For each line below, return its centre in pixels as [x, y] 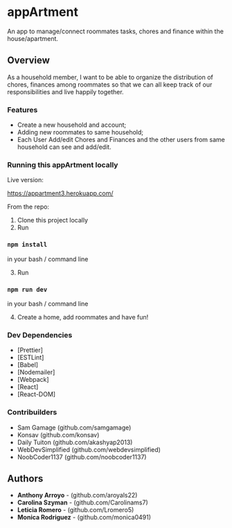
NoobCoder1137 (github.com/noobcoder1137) [82, 457]
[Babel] [28, 365]
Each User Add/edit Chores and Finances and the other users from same [121, 140]
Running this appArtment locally [63, 165]
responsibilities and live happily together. [65, 91]
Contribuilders [32, 412]
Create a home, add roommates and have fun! [83, 317]
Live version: [25, 180]
